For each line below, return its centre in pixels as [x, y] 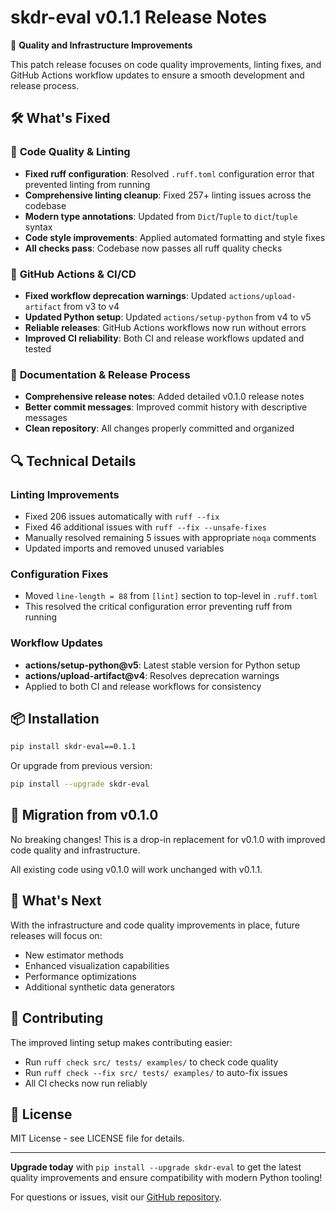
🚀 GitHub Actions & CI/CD [73, 274]
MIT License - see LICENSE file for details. [97, 1138]
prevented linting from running [87, 184]
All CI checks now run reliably [86, 1083]
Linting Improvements [65, 494]
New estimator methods [74, 955]
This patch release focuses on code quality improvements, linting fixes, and [166, 64]
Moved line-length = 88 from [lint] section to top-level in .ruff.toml [171, 596]
